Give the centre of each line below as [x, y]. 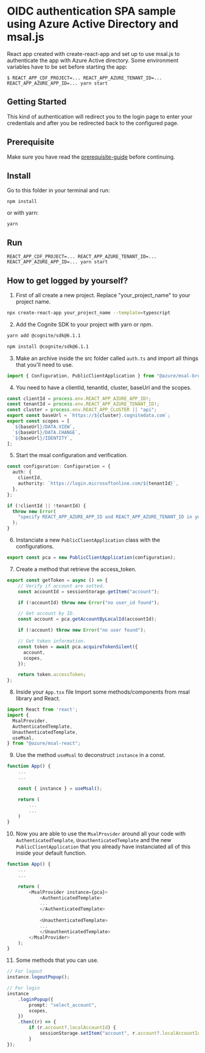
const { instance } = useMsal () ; [60, 789]
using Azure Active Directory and [93, 24]
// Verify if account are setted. [61, 586]
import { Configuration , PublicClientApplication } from [81, 376]
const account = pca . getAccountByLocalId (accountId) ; [87, 619]
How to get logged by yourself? [68, 281]
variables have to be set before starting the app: [67, 67]
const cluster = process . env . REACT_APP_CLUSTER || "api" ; [82, 410]
